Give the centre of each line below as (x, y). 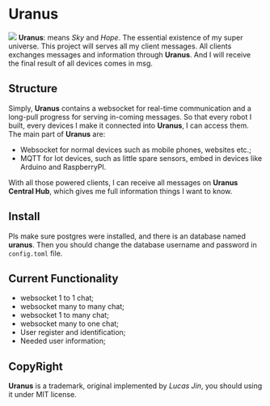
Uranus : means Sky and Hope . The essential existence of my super (131, 37)
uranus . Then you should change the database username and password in (133, 244)
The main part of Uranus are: (57, 133)
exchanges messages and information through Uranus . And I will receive (130, 54)
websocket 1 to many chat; (64, 315)
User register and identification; (73, 332)
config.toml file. (36, 253)
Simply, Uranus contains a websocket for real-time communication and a (130, 108)
